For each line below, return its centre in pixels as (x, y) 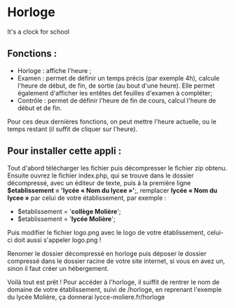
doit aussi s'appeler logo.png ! (57, 240)
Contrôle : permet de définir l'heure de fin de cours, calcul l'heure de (117, 100)
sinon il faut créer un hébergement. (58, 268)
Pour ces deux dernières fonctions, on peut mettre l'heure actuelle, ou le (112, 121)
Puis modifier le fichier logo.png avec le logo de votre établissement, (106, 232)
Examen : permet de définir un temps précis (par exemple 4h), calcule (118, 78)
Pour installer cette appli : (64, 151)
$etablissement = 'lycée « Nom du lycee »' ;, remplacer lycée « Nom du (112, 190)
